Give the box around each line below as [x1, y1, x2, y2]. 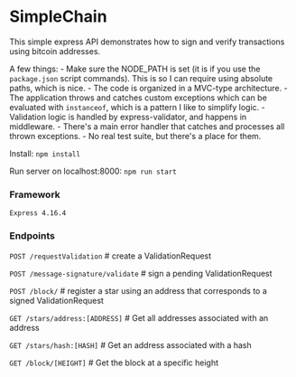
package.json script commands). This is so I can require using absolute [9, 72, 273, 83]
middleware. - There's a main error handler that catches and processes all [9, 120, 285, 132]
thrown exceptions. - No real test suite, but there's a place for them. [9, 130, 262, 141]
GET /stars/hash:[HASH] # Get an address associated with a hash [9, 339, 253, 350]
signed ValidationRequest [9, 295, 104, 306]
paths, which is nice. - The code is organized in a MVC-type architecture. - [9, 82, 288, 93]
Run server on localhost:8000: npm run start [9, 165, 178, 176]
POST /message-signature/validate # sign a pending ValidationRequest [9, 268, 273, 278]
